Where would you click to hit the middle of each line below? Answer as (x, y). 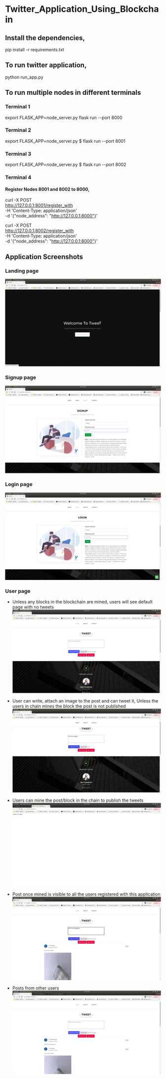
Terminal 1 (18, 107)
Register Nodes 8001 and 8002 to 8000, (47, 189)
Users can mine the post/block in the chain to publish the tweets (78, 800)
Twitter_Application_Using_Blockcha (82, 9)
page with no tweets (33, 607)
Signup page (21, 377)
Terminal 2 (18, 130)
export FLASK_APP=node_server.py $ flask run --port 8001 (65, 141)
